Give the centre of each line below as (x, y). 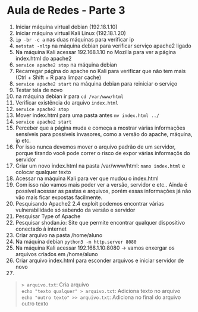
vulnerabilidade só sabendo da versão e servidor (75, 210)
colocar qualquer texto (43, 172)
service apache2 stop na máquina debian (66, 64)
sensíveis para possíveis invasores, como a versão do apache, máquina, (104, 134)
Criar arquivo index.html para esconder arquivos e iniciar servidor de (100, 260)
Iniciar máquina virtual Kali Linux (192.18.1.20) (71, 33)
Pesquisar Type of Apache (48, 216)
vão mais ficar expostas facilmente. (59, 197)
